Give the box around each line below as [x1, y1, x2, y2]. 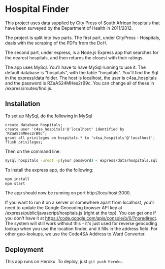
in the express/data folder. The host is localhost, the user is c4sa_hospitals [5, 75, 157, 81]
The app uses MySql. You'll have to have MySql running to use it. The [5, 64, 146, 70]
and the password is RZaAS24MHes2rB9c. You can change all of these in [5, 80, 154, 86]
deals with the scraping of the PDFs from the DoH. [5, 40, 107, 45]
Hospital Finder [5, 3, 69, 15]
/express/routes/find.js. [5, 85, 53, 91]
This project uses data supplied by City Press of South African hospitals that [5, 20, 160, 26]
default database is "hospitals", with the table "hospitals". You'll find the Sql [5, 69, 159, 75]
